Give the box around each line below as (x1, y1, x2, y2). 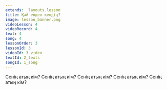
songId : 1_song (5, 60, 38, 65)
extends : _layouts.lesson (5, 7, 60, 13)
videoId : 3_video (5, 50, 43, 55)
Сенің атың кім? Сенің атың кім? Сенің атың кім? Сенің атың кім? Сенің (5, 74, 162, 80)
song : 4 (5, 36, 22, 41)
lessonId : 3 (5, 46, 31, 51)
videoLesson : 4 (5, 21, 38, 27)
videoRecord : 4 (5, 27, 38, 32)
